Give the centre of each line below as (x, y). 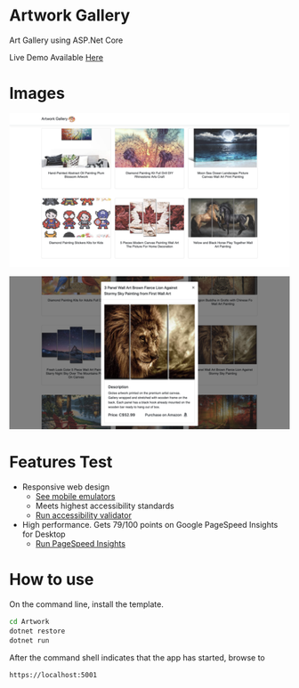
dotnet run (29, 640)
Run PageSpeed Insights (81, 544)
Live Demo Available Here (57, 57)
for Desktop (44, 534)
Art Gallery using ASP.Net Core (66, 40)
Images (37, 93)
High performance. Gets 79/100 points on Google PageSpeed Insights (150, 525)
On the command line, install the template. (87, 604)
